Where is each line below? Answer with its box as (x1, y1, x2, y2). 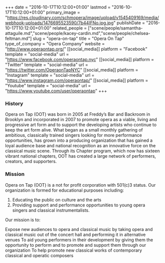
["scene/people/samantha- (88, 25, 143, 31)
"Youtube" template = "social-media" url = (5, 83, 91, 88)
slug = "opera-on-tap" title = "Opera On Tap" (33, 35, 125, 41)
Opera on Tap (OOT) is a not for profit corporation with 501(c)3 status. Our (5, 182, 156, 188)
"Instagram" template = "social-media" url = (5, 72, 95, 78)
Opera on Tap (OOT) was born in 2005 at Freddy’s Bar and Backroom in (5, 111, 150, 117)
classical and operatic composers (5, 252, 74, 258)
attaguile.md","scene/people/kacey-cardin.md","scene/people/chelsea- (5, 31, 150, 36)
